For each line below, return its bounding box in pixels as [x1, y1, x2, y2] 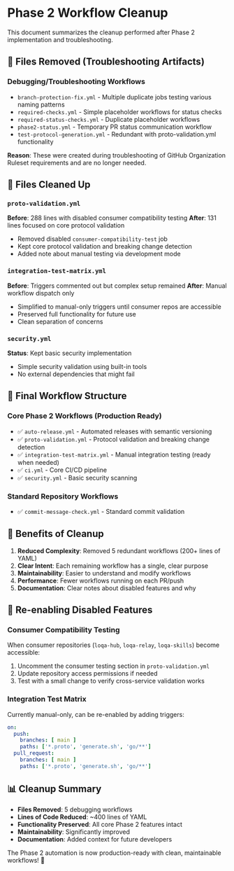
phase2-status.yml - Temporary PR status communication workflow [17, 123, 212, 131]
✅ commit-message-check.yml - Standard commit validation [17, 507, 185, 515]
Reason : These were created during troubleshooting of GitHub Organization [7, 151, 226, 159]
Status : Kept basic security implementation [7, 349, 132, 357]
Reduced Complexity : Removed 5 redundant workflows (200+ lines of [17, 546, 221, 555]
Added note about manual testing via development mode [17, 250, 181, 258]
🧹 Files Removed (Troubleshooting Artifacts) [7, 56, 205, 68]
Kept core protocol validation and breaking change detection [17, 242, 192, 251]
